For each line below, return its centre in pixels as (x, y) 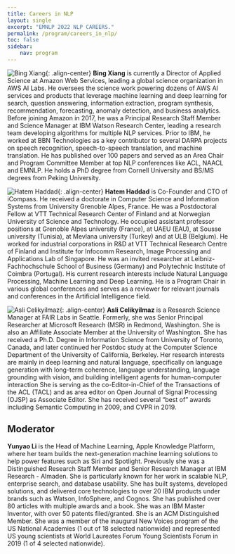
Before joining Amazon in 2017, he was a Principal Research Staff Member (114, 118)
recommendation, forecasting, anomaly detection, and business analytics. (114, 111)
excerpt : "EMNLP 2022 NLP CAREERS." (61, 27)
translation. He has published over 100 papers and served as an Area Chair (116, 155)
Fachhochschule (31, 266)
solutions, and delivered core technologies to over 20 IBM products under (114, 491)
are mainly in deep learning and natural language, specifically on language (115, 362)
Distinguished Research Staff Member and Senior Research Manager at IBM (117, 468)
